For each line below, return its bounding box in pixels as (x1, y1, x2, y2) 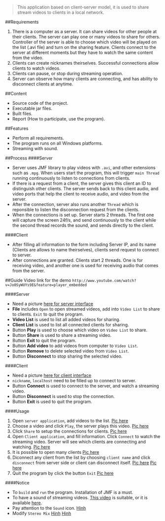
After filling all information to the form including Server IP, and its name (12, 241, 156, 247)
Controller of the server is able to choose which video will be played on (12, 39, 157, 45)
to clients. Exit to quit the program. (12, 311, 84, 317)
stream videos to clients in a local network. (17, 9, 104, 15)
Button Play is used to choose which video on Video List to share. (12, 327, 148, 333)
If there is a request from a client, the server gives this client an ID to (12, 180, 151, 186)
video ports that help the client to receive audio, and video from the (12, 191, 149, 197)
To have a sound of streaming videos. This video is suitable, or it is (12, 495, 148, 500)
